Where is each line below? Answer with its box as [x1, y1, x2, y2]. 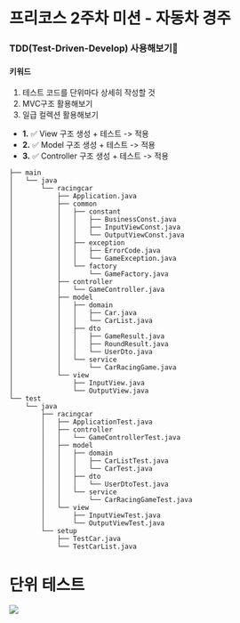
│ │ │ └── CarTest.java [41, 465, 153, 473]
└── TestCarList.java [56, 542, 138, 552]
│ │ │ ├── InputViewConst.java [9, 223, 180, 232]
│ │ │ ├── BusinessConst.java [9, 215, 177, 224]
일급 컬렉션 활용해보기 [21, 109, 100, 120]
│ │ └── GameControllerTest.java [41, 433, 180, 442]
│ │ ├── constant [9, 207, 122, 216]
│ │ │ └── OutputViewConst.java [9, 231, 185, 240]
